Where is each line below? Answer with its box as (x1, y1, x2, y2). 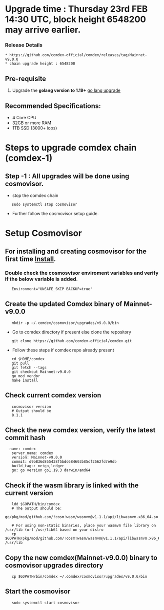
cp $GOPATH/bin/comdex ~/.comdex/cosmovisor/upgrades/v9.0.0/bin (11, 574, 147, 579)
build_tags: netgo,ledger (11, 463, 64, 469)
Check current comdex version (5, 391, 102, 399)
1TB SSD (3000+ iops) (12, 125, 57, 131)
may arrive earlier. (5, 24, 81, 35)
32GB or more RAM (12, 120, 52, 126)
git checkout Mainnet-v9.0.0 (11, 369, 71, 374)
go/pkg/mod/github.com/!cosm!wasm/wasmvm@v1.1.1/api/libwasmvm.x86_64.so (5, 515, 159, 520)
